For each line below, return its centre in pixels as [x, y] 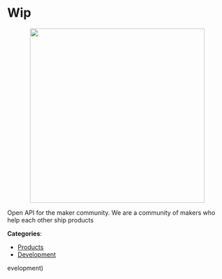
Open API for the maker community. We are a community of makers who [111, 212]
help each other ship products [51, 220]
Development [37, 254]
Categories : [25, 233]
